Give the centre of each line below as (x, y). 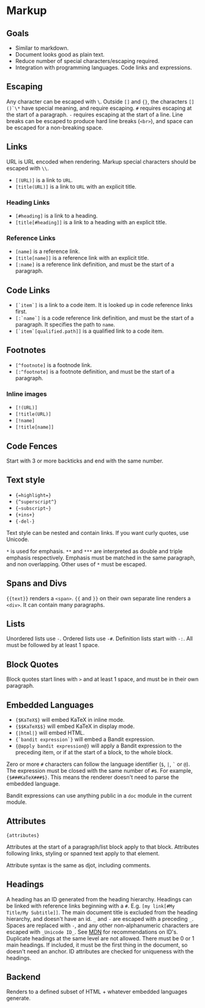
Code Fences (32, 446)
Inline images (27, 394)
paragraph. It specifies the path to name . (65, 325)
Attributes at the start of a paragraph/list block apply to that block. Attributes (103, 847)
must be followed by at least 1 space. (53, 645)
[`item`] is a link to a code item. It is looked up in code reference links (104, 305)
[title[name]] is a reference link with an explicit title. (82, 258)
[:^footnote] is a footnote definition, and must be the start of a (95, 371)
